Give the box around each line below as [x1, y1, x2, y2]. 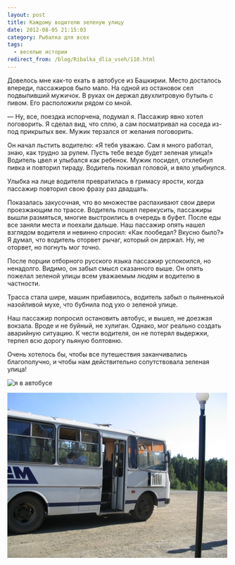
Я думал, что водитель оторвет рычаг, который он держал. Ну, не [7, 235, 205, 244]
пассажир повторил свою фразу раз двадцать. [7, 184, 149, 193]
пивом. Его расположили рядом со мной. [7, 99, 132, 107]
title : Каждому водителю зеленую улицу [7, 18, 125, 26]
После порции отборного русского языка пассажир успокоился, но [7, 256, 211, 265]
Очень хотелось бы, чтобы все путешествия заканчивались [7, 349, 188, 359]
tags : [7, 41, 23, 49]
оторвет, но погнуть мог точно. [7, 243, 101, 252]
